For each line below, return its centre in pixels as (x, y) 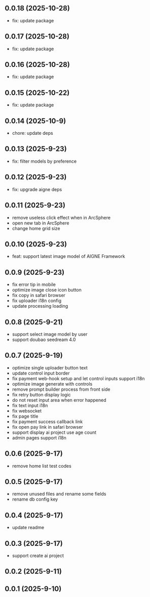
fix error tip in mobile (34, 285)
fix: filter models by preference (44, 161)
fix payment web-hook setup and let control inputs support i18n (78, 378)
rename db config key (35, 499)
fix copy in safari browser (39, 295)
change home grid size (36, 228)
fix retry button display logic (42, 394)
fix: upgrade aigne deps (37, 189)
